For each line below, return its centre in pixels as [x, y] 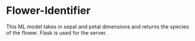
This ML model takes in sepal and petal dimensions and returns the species [98, 27]
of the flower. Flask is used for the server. [57, 32]
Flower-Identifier [48, 11]
